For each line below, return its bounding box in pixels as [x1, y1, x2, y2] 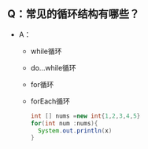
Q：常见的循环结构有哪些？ [7, 7, 140, 21]
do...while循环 [30, 63, 76, 72]
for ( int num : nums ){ [30, 119, 98, 127]
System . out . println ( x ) [37, 126, 113, 135]
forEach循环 [30, 96, 70, 106]
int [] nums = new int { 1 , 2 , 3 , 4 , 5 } [30, 112, 141, 120]
